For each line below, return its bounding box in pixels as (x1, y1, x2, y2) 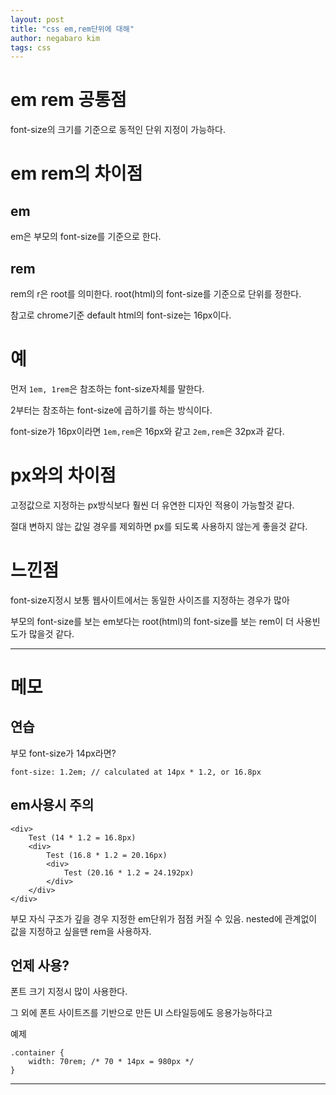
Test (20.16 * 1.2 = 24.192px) (63, 867, 195, 878)
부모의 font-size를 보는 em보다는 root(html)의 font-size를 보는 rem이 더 (10, 615, 295, 627)
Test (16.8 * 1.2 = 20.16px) (46, 850, 168, 860)
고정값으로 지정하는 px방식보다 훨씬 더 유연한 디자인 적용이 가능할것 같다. (10, 499, 295, 511)
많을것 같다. (28, 627, 75, 640)
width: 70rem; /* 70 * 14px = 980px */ (28, 1057, 195, 1067)
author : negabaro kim (10, 33, 101, 43)
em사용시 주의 (10, 797, 95, 814)
